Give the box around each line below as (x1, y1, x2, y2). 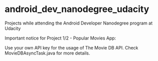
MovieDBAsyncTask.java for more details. (4, 50, 90, 56)
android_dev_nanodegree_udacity (4, 3, 149, 15)
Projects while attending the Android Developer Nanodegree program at (4, 20, 153, 26)
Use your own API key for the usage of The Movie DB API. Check (4, 44, 138, 50)
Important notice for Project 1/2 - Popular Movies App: (4, 35, 116, 41)
